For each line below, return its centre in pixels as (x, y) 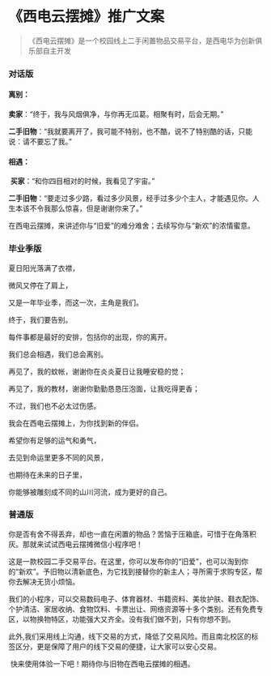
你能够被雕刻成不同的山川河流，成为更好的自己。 (90, 492)
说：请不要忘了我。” (40, 142)
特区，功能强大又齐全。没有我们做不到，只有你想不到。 (143, 619)
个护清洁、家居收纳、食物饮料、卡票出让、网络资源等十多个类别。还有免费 (132, 609)
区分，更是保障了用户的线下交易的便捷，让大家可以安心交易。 (118, 646)
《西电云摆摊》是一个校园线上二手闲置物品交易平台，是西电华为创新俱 (145, 41)
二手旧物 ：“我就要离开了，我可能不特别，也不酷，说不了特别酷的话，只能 (131, 131)
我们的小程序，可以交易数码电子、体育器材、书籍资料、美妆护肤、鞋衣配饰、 (136, 599)
